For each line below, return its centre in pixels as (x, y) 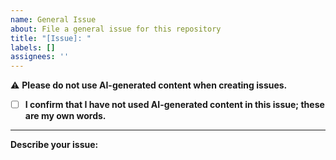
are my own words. (65, 116)
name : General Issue (53, 19)
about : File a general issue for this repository (116, 29)
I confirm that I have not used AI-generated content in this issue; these (174, 105)
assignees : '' (40, 57)
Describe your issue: (54, 145)
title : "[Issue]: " (51, 38)
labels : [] (33, 47)
